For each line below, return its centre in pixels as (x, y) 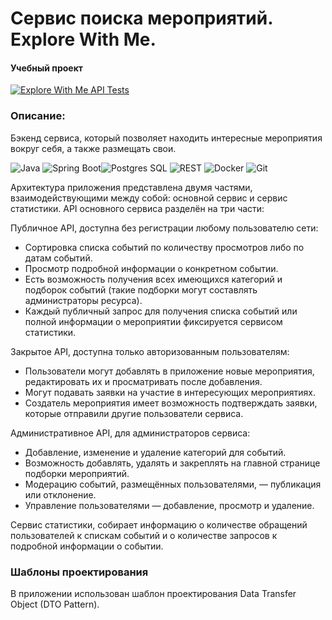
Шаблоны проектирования (79, 572)
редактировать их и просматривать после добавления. (143, 381)
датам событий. (58, 258)
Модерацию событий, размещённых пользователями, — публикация (173, 484)
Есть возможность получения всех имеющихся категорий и (153, 279)
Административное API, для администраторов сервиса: (130, 433)
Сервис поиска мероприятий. (141, 18)
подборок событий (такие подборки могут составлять (141, 289)
